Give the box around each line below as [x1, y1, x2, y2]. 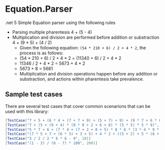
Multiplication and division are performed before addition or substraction [12, 34, 160, 40]
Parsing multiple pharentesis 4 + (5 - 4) [12, 29, 92, 35]
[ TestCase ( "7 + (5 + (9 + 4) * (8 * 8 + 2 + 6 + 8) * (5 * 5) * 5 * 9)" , [5, 123, 160, 127]
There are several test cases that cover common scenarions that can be [5, 103, 151, 109]
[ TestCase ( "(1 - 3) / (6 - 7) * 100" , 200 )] [5, 141, 98, 146]
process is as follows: [19, 50, 64, 56]
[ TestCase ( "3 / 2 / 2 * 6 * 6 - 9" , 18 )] [5, 136, 91, 141]
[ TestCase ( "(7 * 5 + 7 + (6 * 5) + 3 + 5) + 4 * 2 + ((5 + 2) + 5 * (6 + [5, 131, 160, 137]
